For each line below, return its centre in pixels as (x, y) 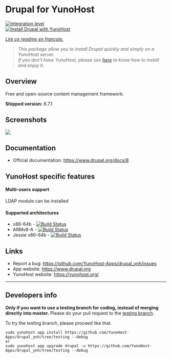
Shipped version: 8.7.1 (29, 104)
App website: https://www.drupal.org (52, 269)
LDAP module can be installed (37, 201)
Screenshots (26, 120)
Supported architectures (32, 213)
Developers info (31, 295)
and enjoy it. (31, 65)
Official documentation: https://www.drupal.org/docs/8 (71, 161)
